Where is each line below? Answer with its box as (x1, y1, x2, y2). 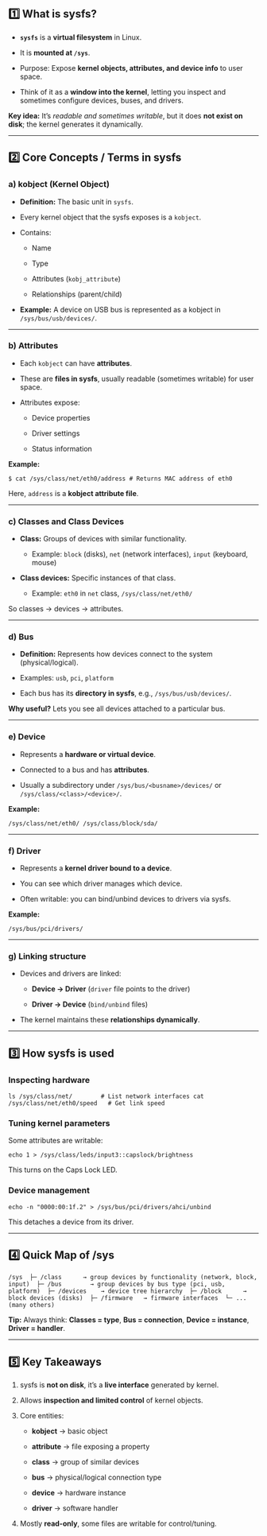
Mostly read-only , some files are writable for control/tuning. (19, 1519, 217, 1529)
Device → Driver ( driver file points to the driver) (31, 984, 191, 994)
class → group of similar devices (31, 1457, 140, 1467)
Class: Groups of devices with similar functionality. (19, 534, 187, 544)
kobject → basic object (31, 1426, 108, 1436)
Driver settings (31, 429, 80, 438)
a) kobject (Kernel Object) (8, 179, 110, 190)
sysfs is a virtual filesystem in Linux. (19, 32, 142, 42)
